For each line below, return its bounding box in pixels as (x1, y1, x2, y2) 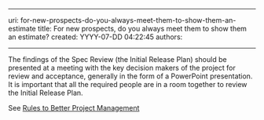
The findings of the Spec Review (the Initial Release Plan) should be (8, 55, 227, 64)
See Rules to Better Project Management (8, 104, 140, 112)
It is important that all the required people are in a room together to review (8, 80, 247, 89)
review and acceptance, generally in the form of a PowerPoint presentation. (8, 71, 253, 81)
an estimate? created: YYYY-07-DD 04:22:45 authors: (8, 32, 183, 42)
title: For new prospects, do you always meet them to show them (38, 24, 247, 33)
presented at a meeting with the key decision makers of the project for (8, 64, 236, 72)
